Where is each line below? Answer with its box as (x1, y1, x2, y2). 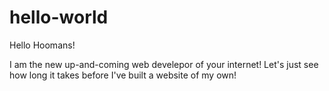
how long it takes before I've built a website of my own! (9, 69, 237, 81)
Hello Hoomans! (9, 39, 76, 51)
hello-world (9, 6, 109, 29)
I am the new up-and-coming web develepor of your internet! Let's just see (9, 58, 319, 70)
